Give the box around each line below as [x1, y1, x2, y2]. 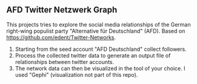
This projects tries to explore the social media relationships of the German [6, 21, 191, 28]
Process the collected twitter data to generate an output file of [15, 51, 171, 59]
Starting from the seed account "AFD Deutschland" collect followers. [15, 45, 187, 53]
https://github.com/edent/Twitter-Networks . [6, 33, 116, 41]
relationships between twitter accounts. [15, 58, 114, 65]
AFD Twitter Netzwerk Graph [6, 5, 118, 15]
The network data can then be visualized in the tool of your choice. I [15, 65, 185, 72]
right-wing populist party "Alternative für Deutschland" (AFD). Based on [6, 27, 185, 34]
